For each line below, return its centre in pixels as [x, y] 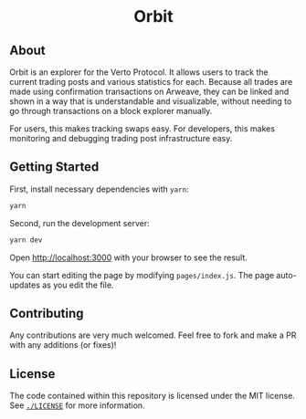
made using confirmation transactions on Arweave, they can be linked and [149, 91]
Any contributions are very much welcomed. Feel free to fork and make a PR [153, 335]
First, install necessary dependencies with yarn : [99, 189]
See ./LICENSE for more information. [77, 405]
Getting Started [54, 167]
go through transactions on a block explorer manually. [111, 111]
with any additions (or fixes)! [63, 345]
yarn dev [26, 240]
